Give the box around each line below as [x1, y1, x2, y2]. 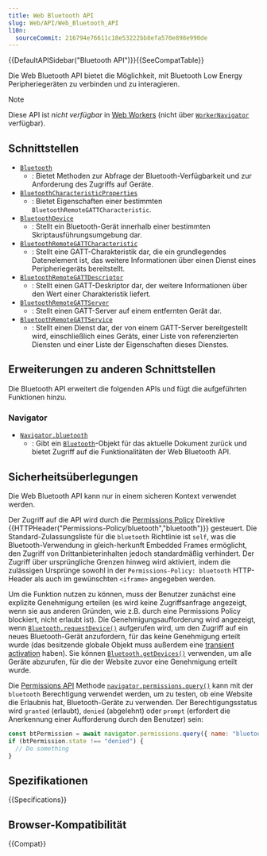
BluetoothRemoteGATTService [19, 316, 113, 324]
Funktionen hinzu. [8, 392, 68, 402]
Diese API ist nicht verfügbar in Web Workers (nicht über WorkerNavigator [8, 110, 250, 120]
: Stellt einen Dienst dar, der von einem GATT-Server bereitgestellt [31, 323, 248, 333]
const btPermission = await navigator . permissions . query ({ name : [8, 730, 229, 738]
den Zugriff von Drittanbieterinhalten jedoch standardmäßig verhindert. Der [8, 549, 255, 558]
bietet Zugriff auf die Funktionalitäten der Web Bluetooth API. [31, 447, 232, 457]
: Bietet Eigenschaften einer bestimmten [31, 196, 163, 206]
